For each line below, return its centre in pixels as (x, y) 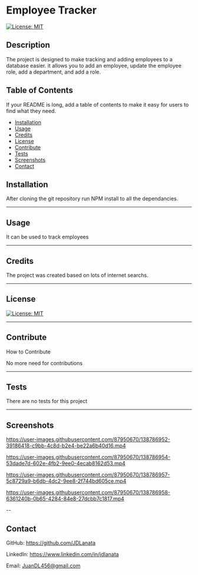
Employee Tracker (52, 10)
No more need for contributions (44, 363)
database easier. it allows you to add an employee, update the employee (94, 65)
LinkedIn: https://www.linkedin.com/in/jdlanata (62, 554)
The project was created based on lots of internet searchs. (77, 275)
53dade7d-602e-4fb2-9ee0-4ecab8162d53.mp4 (66, 464)
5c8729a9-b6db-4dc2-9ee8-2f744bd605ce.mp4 (66, 481)
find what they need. (31, 111)
